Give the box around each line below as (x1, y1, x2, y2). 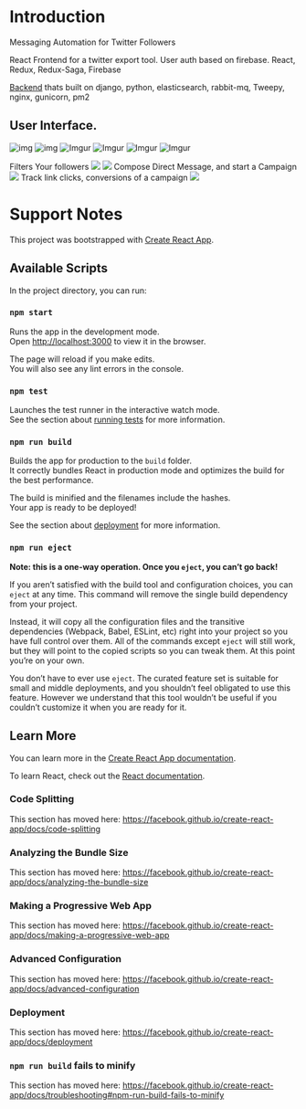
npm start (9, 308, 53, 318)
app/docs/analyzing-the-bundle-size (9, 877, 149, 888)
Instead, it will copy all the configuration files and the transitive (9, 616, 245, 627)
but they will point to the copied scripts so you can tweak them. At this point (9, 645, 295, 656)
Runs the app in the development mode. (9, 326, 160, 337)
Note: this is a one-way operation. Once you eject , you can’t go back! (9, 561, 279, 572)
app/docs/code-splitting (9, 823, 101, 834)
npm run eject (9, 543, 72, 554)
